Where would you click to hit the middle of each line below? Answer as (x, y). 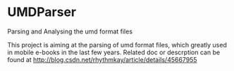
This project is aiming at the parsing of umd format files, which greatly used (117, 45)
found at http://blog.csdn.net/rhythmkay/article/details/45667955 (102, 59)
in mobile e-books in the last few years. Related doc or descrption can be (114, 52)
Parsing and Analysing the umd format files (70, 31)
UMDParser (42, 12)
